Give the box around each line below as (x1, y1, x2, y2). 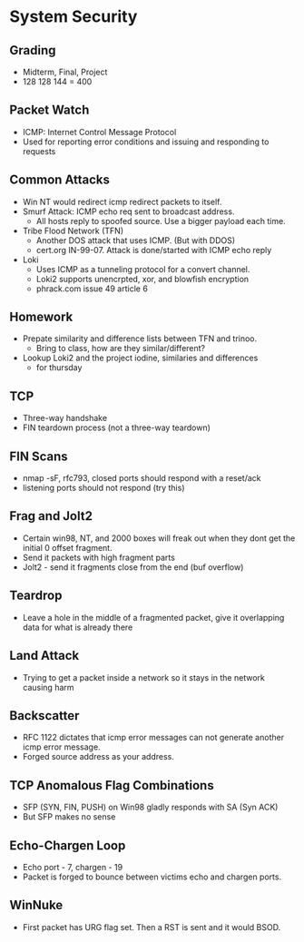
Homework (9, 309, 74, 325)
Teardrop (9, 588, 63, 603)
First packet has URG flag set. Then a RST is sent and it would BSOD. (22, 921, 281, 932)
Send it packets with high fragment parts (22, 552, 175, 563)
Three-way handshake (22, 413, 107, 424)
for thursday (35, 362, 83, 373)
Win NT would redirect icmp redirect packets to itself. (22, 196, 222, 207)
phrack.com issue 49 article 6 (35, 283, 148, 294)
